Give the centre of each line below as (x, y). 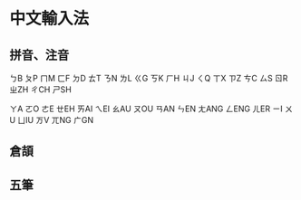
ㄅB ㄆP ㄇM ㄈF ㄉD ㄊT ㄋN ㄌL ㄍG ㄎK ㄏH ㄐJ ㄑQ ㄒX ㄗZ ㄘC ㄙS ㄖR (149, 78)
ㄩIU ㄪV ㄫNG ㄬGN (55, 120)
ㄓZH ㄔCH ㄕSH (41, 90)
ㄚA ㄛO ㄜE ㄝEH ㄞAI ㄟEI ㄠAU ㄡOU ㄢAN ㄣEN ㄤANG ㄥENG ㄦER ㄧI (146, 109)
